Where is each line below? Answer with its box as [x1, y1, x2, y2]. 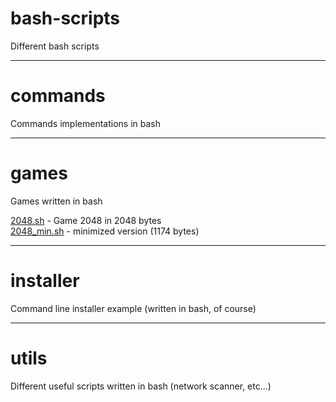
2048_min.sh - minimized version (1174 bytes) [10, 225, 200, 237]
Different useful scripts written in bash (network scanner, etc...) [10, 380, 272, 392]
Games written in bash [10, 195, 103, 207]
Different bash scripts [10, 40, 100, 52]
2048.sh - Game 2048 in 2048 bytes [10, 214, 162, 226]
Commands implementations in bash [10, 117, 161, 129]
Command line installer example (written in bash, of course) [10, 302, 257, 314]
